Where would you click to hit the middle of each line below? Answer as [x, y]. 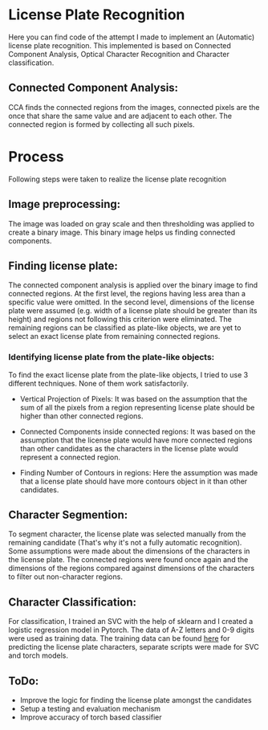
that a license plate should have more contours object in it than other [134, 481]
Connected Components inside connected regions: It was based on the [138, 431]
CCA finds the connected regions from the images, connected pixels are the [134, 107]
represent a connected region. [70, 457]
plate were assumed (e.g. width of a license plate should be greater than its [133, 311]
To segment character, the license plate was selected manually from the [127, 534]
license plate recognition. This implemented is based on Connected [120, 45]
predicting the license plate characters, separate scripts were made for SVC [134, 647]
